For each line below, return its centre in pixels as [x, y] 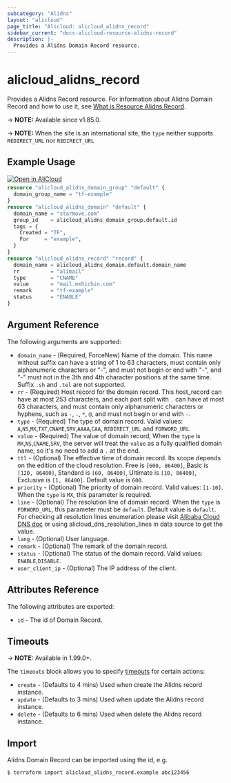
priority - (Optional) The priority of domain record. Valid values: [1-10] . [120, 487]
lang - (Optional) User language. [63, 538]
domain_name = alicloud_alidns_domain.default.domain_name [100, 265]
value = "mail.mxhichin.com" [64, 284]
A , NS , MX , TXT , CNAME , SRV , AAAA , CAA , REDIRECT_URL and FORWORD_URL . [104, 428]
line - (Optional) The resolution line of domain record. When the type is [119, 502]
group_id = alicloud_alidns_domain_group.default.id [95, 220]
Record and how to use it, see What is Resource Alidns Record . [97, 106]
